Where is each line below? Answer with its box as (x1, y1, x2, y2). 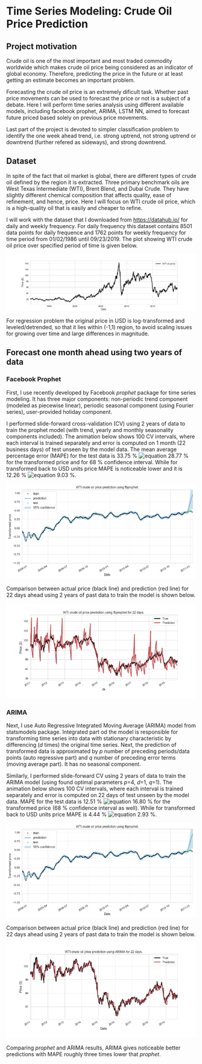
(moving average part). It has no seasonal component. (6, 760, 141, 767)
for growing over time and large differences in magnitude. (6, 330, 150, 337)
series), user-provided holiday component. (6, 408, 113, 415)
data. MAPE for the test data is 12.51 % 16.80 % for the (6, 798, 171, 805)
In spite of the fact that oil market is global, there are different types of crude (6, 172, 197, 179)
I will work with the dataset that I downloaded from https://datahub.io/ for (6, 216, 188, 223)
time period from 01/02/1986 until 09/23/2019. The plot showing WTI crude (6, 235, 193, 243)
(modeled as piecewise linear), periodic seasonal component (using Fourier (6, 401, 194, 409)
